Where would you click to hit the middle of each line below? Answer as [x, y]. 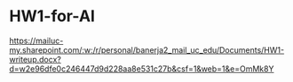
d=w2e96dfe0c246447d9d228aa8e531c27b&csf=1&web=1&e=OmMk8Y [142, 69]
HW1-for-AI [52, 16]
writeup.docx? [36, 59]
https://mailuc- [36, 41]
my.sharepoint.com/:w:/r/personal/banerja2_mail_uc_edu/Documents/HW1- [147, 49]
